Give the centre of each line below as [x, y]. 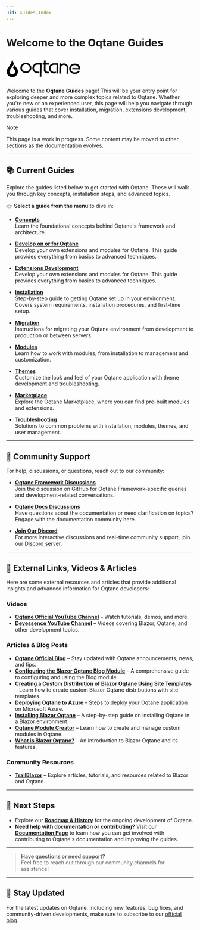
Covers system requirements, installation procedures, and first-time [98, 305]
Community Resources [40, 762]
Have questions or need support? [63, 856]
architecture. [30, 232]
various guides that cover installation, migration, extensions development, [97, 110]
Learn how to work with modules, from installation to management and [101, 353]
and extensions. [34, 408]
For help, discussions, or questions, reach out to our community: [85, 471]
